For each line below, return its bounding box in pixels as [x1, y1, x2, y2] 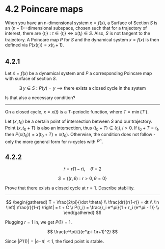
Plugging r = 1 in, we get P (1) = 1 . [5, 219, 72, 225]
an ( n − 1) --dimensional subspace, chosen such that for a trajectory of [5, 25, 147, 31]
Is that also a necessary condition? [5, 95, 76, 101]
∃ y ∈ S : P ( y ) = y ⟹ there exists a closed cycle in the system [19, 85, 146, 91]
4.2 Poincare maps [5, 3, 83, 15]
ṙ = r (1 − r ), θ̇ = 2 [63, 166, 102, 172]
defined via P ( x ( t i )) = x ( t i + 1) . [5, 42, 64, 49]
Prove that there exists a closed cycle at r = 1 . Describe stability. [5, 185, 135, 191]
